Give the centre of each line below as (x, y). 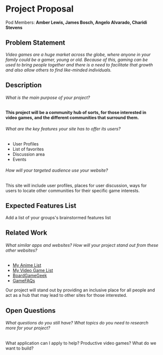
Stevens (14, 27)
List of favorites (28, 149)
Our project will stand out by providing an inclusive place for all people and (80, 290)
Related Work (26, 233)
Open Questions (31, 311)
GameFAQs (24, 281)
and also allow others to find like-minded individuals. (59, 70)
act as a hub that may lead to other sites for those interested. (66, 295)
